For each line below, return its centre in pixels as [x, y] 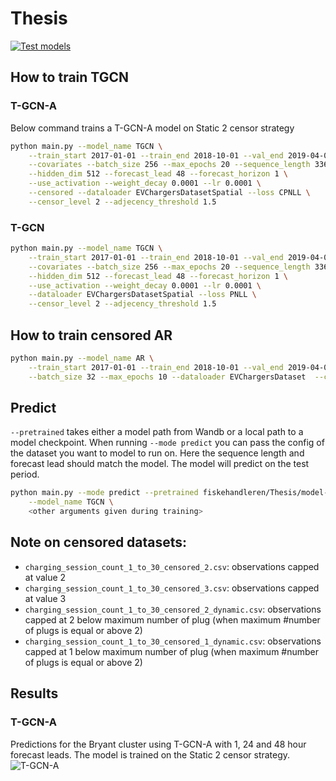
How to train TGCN [69, 77]
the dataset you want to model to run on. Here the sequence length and [157, 453]
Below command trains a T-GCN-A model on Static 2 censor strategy [152, 128]
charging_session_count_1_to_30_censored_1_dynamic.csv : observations [173, 641]
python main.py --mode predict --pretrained [104, 493]
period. [25, 474]
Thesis [39, 18]
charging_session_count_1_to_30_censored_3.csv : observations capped [172, 588]
